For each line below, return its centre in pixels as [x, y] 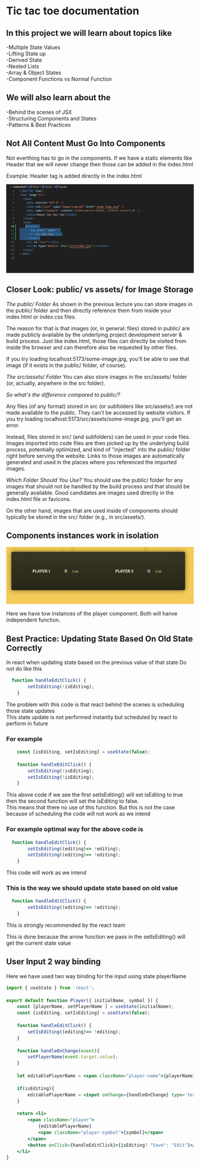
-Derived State [24, 60]
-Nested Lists [23, 66]
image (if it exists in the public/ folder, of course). [66, 365]
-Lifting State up [26, 54]
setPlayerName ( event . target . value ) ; [73, 1057]
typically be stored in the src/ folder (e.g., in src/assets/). [76, 516]
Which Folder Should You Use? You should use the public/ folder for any [95, 480]
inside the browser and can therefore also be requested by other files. [92, 347]
